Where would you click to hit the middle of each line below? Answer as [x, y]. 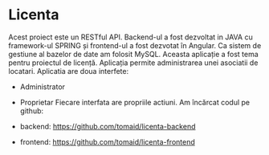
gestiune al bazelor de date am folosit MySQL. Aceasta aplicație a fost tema [133, 54]
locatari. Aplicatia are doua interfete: [69, 71]
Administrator [43, 87]
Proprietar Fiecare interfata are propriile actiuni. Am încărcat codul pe [135, 102]
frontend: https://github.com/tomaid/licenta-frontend [107, 141]
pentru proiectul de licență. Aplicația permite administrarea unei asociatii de [133, 63]
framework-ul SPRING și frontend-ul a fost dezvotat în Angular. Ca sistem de [135, 45]
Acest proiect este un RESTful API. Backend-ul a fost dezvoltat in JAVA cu [130, 37]
